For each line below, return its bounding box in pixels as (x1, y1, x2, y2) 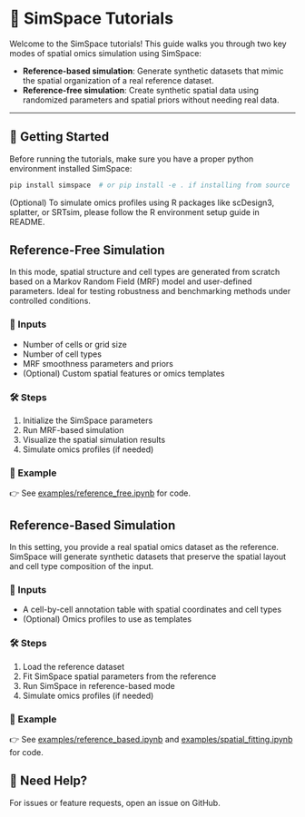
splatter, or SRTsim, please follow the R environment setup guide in (9, 206, 261, 217)
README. (9, 216, 45, 227)
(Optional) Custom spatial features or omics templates (22, 368, 225, 379)
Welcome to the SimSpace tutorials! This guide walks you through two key (9, 38, 288, 49)
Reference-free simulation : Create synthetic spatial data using (22, 84, 259, 95)
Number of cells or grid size (22, 339, 127, 349)
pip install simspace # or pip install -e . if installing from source (9, 181, 290, 190)
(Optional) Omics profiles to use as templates (22, 614, 192, 625)
